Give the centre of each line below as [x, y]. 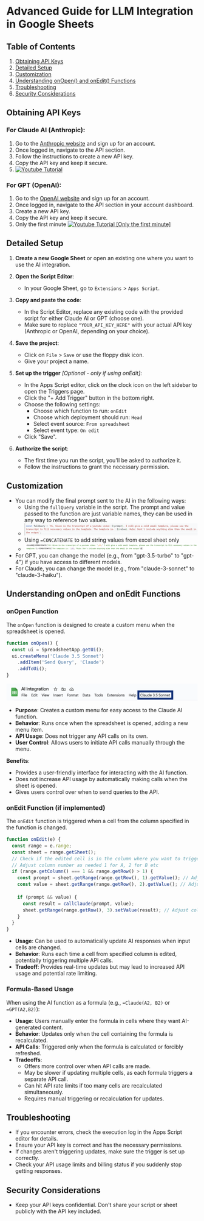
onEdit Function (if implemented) [56, 807]
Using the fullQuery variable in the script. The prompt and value [104, 507]
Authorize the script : [42, 448]
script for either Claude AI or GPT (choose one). [84, 318]
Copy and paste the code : [48, 300]
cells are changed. [38, 947]
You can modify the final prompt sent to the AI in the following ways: [100, 500]
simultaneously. [44, 1092]
